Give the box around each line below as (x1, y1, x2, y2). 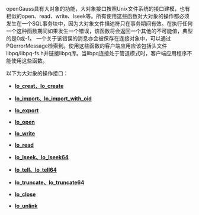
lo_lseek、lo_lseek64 (14, 154, 69, 160)
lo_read (14, 141, 34, 148)
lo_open (14, 118, 36, 125)
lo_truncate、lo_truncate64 (14, 179, 85, 186)
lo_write (14, 130, 36, 137)
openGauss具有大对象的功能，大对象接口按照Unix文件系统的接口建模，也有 (6, 5, 191, 12)
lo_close (14, 191, 36, 198)
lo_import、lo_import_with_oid (14, 95, 92, 102)
